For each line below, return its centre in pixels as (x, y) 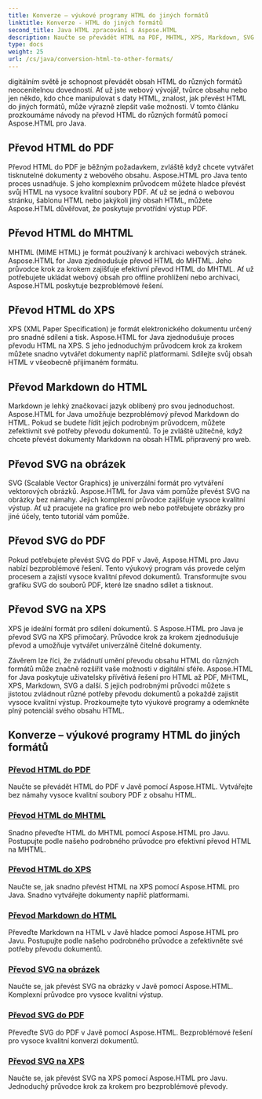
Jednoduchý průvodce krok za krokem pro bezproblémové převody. (118, 1086)
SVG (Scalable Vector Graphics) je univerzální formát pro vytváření (116, 483)
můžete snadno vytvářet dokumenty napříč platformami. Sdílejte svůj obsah (130, 354)
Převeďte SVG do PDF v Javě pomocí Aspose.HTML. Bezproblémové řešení (130, 1032)
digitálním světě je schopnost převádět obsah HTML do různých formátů (125, 81)
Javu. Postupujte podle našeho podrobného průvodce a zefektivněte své (126, 941)
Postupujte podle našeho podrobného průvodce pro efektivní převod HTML (130, 841)
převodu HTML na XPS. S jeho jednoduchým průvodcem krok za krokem (125, 345)
